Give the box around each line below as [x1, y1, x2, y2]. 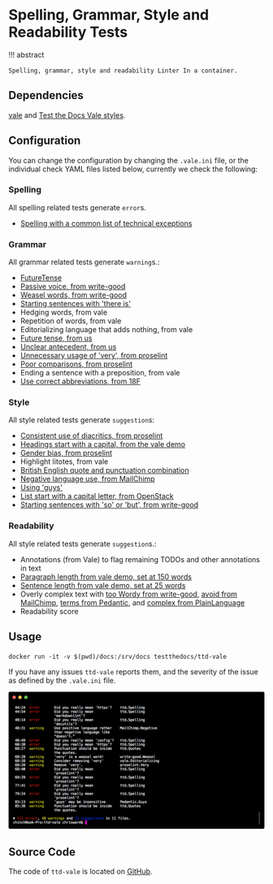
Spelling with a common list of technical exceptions [19, 218, 193, 228]
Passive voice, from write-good [19, 282, 126, 292]
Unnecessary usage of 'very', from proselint [19, 351, 168, 361]
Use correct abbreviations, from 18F [19, 376, 141, 387]
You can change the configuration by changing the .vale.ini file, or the [8, 155, 249, 165]
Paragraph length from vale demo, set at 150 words [19, 571, 193, 582]
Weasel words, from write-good [19, 290, 128, 300]
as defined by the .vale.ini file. [8, 675, 116, 685]
